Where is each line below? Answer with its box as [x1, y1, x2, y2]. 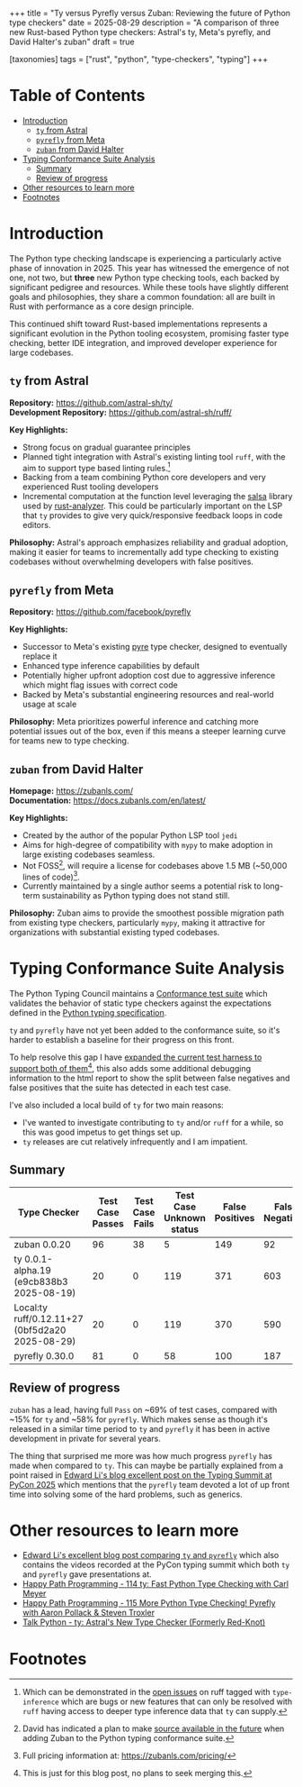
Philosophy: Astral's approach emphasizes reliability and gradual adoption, [9, 537, 289, 548]
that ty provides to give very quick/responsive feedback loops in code [22, 510, 283, 521]
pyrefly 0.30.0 [13, 1349, 75, 1362]
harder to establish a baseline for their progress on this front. [9, 1035, 235, 1045]
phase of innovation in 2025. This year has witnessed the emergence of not [9, 262, 289, 273]
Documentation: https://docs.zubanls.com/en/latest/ [9, 795, 207, 806]
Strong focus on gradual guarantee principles [22, 442, 191, 452]
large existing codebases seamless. [22, 849, 155, 860]
